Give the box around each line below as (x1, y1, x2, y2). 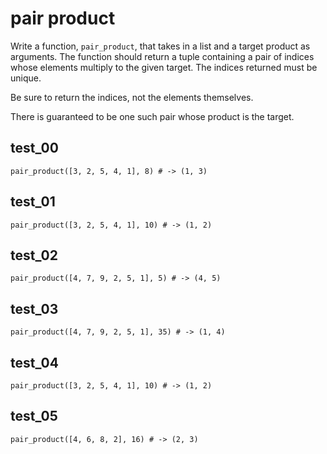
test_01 (10, 193, 56, 211)
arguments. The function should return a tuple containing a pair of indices (10, 50, 315, 62)
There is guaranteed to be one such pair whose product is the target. (10, 110, 295, 122)
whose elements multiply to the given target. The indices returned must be (10, 61, 318, 73)
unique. (10, 72, 42, 84)
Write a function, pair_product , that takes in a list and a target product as (10, 40, 311, 52)
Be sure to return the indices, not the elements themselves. (10, 91, 254, 103)
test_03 (10, 300, 59, 317)
